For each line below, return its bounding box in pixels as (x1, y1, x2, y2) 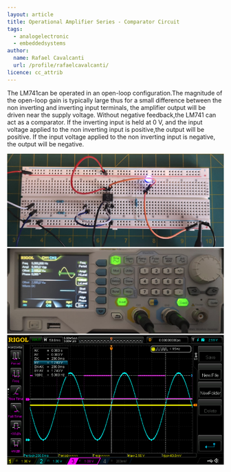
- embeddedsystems (13, 40, 67, 47)
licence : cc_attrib (7, 69, 63, 76)
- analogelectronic (13, 33, 69, 40)
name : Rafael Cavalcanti (13, 55, 85, 62)
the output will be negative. (7, 139, 85, 148)
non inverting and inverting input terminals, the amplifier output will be (7, 103, 206, 111)
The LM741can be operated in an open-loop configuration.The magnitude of (7, 89, 223, 97)
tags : (7, 25, 23, 32)
